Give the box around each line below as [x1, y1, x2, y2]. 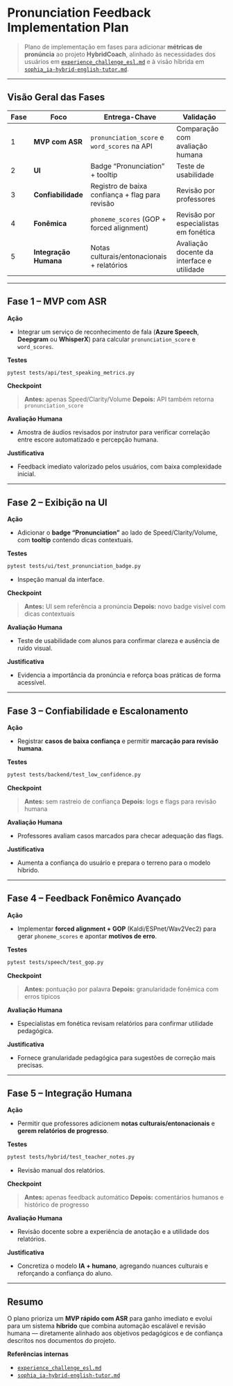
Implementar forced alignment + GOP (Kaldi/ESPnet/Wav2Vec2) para [17, 924, 216, 933]
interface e [176, 256, 212, 266]
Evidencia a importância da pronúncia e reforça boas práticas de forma [17, 671, 221, 679]
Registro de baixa [90, 181, 148, 190]
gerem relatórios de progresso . [17, 1127, 109, 1135]
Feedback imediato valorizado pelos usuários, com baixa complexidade [17, 462, 222, 471]
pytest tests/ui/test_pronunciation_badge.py [7, 563, 141, 570]
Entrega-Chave [103, 112, 157, 122]
